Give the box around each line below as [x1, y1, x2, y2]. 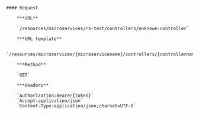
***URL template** [17, 36, 62, 42]
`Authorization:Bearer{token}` [17, 93, 94, 98]
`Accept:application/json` [17, 98, 84, 104]
